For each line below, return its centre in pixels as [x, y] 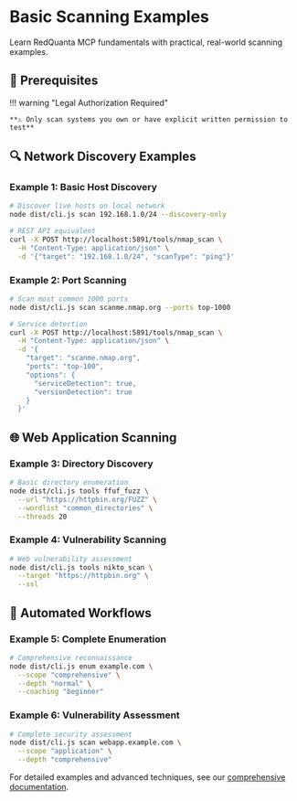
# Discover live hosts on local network [88, 206]
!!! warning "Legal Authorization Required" [89, 102]
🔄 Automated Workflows [81, 613]
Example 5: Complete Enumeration [88, 639]
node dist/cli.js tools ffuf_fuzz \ [79, 491]
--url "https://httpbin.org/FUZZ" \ [87, 499]
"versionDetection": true [83, 392]
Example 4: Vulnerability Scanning [88, 539]
